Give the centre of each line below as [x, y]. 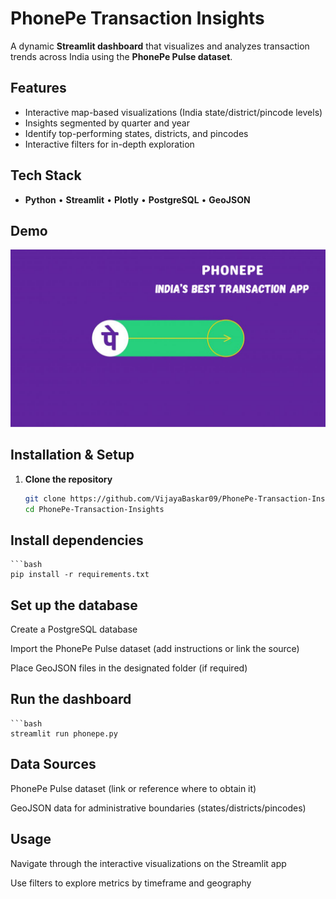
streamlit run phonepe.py [64, 733]
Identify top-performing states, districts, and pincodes [136, 133]
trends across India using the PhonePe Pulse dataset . [121, 56]
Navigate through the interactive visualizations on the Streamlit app [148, 863]
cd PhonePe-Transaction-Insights [94, 509]
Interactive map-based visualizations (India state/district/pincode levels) [173, 112]
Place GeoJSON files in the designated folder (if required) [129, 668]
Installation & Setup [72, 455]
